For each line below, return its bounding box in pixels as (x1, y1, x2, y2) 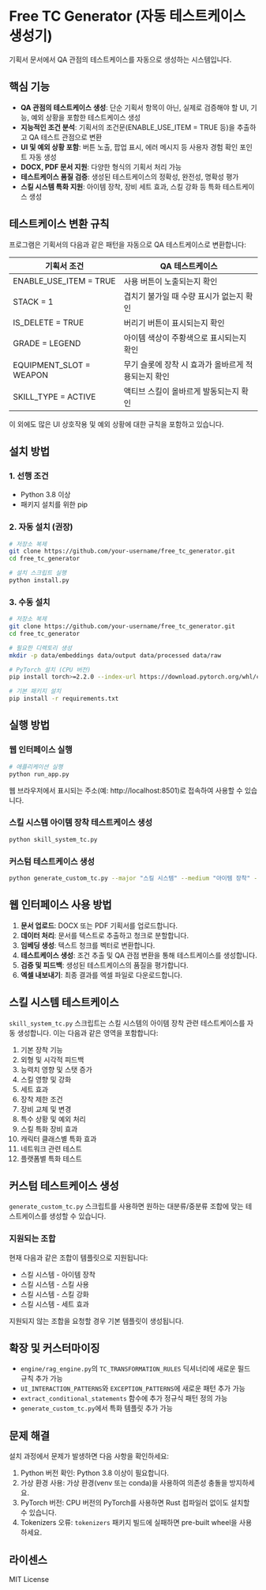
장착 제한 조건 (20, 1094, 63, 1104)
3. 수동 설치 (9, 596, 51, 607)
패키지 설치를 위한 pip (20, 500, 88, 509)
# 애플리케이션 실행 (9, 763, 63, 770)
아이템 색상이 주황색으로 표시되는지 (123, 332, 247, 343)
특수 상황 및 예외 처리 (20, 1114, 86, 1124)
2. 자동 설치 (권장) (9, 522, 73, 533)
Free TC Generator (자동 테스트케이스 (9, 7, 246, 25)
